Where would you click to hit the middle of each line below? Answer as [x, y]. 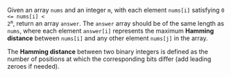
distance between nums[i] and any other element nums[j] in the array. [108, 38]
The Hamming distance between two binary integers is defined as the [108, 52]
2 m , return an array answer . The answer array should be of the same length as [115, 23]
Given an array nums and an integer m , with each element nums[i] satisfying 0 [116, 10]
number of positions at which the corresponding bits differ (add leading [109, 59]
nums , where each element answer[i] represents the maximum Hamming [111, 31]
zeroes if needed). [34, 66]
